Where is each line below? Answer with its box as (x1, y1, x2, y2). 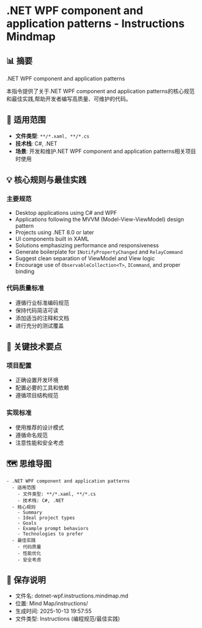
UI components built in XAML (15, 235, 89, 242)
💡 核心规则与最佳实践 (6, 175, 87, 185)
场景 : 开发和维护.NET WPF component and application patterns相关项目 (15, 148, 196, 155)
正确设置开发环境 (15, 376, 59, 384)
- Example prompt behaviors (17, 525, 89, 531)
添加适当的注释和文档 (15, 314, 69, 321)
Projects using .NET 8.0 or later (15, 228, 94, 236)
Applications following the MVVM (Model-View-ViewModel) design (15, 215, 184, 223)
